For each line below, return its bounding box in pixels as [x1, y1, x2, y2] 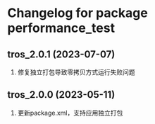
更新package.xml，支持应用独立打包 [17, 108, 123, 117]
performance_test [7, 20, 115, 36]
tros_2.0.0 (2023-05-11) [7, 89, 116, 101]
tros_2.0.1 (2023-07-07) [7, 48, 116, 60]
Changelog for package [7, 5, 148, 21]
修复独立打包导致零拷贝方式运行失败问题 [17, 68, 135, 76]
